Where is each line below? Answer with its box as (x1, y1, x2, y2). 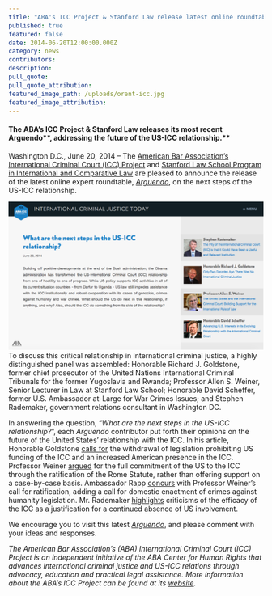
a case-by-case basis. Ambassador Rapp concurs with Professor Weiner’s (8, 478, 257, 488)
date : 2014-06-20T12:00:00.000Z (8, 39, 117, 47)
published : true (8, 21, 63, 30)
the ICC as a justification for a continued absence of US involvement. (8, 504, 239, 514)
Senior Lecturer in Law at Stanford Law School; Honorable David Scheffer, (8, 385, 256, 395)
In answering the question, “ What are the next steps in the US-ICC (8, 418, 231, 428)
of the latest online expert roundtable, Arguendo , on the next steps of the (8, 176, 253, 186)
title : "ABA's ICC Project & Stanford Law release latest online (8, 13, 233, 21)
